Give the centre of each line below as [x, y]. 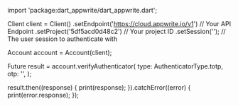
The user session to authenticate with [63, 39]
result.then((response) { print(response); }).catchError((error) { [99, 87]
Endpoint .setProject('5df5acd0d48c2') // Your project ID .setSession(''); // [117, 31]
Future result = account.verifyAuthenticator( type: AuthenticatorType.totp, [115, 66]
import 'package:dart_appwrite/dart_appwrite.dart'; [82, 10]
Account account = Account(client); [60, 53]
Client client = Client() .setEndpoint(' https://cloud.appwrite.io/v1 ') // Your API [119, 24]
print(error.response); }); [43, 95]
